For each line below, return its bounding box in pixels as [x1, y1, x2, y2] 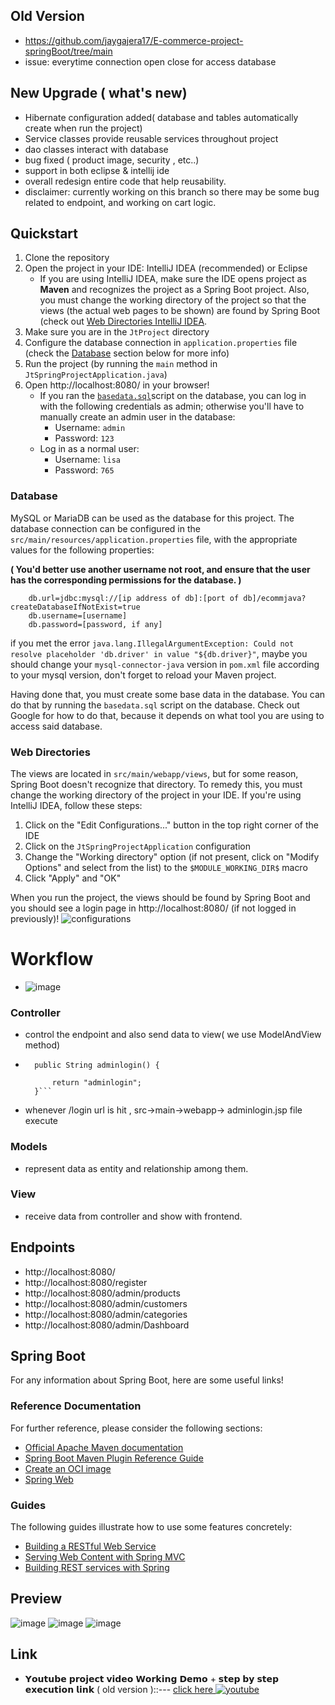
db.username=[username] [28, 610, 128, 621]
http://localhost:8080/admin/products [24, 1287, 181, 1299]
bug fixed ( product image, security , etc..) [24, 154, 200, 166]
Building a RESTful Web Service [24, 1540, 157, 1553]
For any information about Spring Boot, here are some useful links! [10, 1374, 284, 1386]
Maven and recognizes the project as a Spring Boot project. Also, [39, 284, 310, 296]
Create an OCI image [24, 1462, 112, 1474]
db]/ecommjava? [243, 593, 307, 603]
